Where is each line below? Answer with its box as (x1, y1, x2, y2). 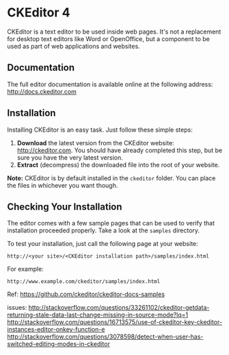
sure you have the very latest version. (16, 153, 123, 162)
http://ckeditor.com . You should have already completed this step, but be (16, 146, 223, 154)
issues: (7, 304, 27, 312)
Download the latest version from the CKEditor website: (16, 138, 174, 147)
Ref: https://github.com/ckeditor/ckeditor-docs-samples (7, 290, 165, 299)
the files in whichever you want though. (7, 181, 118, 189)
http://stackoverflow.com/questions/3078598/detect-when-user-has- (7, 332, 204, 341)
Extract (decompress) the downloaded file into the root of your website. (16, 160, 220, 169)
